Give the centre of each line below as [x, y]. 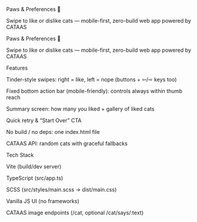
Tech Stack [20, 155]
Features [17, 68]
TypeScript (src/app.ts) [35, 178]
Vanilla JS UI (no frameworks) [43, 201]
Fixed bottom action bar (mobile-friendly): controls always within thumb [94, 91]
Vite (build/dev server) [34, 166]
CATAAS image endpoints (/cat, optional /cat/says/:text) [75, 212]
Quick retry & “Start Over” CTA [44, 120]
